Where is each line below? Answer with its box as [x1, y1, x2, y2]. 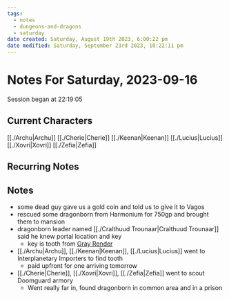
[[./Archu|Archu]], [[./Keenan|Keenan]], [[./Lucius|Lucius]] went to [17, 246, 206, 255]
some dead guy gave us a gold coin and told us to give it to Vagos [17, 202, 205, 211]
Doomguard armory [17, 276, 74, 284]
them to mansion [17, 217, 66, 226]
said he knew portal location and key [17, 232, 122, 240]
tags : [7, 10, 23, 17]
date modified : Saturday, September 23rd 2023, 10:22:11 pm [7, 42, 184, 49]
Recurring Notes [7, 161, 79, 173]
